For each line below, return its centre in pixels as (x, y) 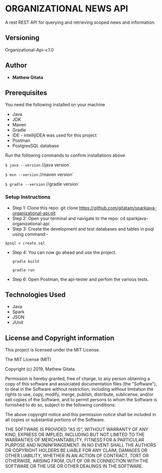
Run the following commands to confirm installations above (65, 155)
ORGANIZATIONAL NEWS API (67, 9)
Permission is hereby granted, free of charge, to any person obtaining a (78, 378)
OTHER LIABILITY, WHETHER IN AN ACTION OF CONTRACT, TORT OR (77, 456)
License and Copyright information (60, 338)
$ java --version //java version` (38, 165)
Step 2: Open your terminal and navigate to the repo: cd (69, 218)
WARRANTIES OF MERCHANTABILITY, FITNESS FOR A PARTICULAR (75, 440)
